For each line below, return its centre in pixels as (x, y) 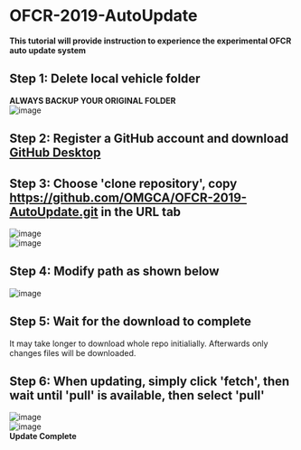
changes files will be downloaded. (73, 352)
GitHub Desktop (55, 153)
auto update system (48, 50)
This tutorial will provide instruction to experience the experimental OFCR (150, 41)
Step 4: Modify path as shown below (114, 272)
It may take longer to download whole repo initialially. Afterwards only (139, 343)
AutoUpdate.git (54, 212)
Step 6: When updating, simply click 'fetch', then (150, 381)
